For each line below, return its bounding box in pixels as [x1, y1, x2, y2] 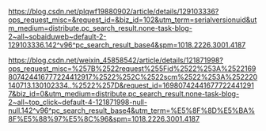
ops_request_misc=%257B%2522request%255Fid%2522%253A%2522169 [8, 64, 256, 73]
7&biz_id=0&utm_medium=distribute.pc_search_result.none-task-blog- [8, 89, 240, 98]
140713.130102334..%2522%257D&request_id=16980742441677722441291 [8, 80, 255, 90]
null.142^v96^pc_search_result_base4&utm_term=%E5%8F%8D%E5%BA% [8, 106, 256, 115]
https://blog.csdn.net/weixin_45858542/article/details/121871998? [8, 55, 224, 65]
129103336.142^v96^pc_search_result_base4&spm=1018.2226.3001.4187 [8, 40, 246, 50]
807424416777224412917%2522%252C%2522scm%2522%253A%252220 [8, 73, 258, 81]
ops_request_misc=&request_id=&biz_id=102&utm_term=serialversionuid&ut [8, 15, 257, 24]
